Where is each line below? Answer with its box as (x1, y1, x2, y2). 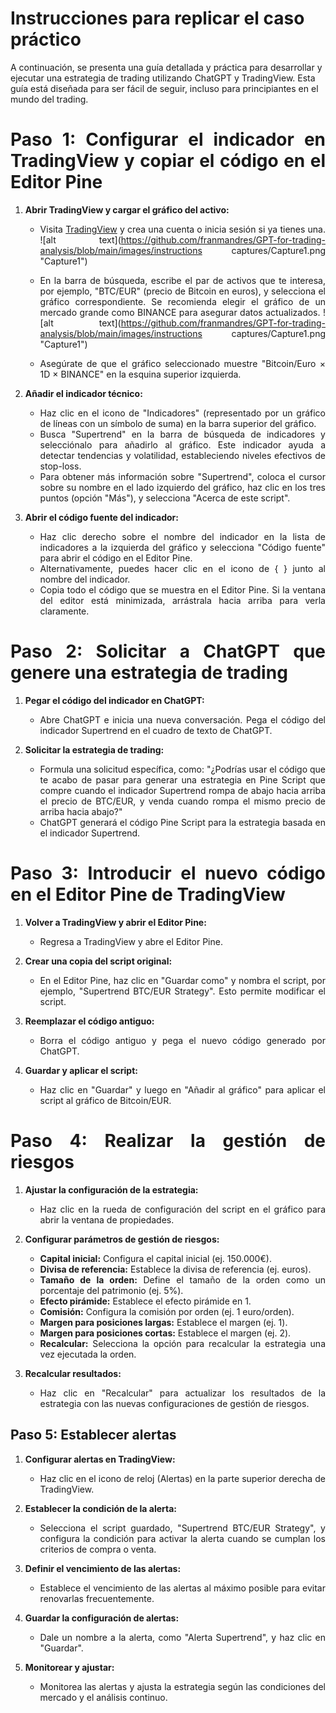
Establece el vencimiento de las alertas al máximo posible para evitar (39, 1582, 326, 1594)
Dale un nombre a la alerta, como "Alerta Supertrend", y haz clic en (39, 1631, 326, 1643)
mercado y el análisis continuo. (39, 1691, 168, 1703)
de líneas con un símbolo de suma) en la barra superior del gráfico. (39, 417, 317, 429)
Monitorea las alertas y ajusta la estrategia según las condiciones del (39, 1680, 326, 1692)
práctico (10, 28, 82, 51)
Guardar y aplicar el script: (24, 1064, 138, 1076)
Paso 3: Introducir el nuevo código (10, 862, 326, 884)
